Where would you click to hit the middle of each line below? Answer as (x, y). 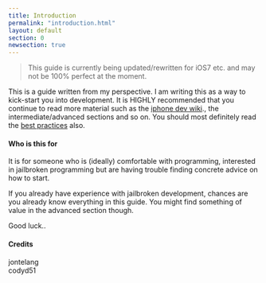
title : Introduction (43, 16)
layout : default (35, 30)
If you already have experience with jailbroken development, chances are (128, 194)
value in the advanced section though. (71, 211)
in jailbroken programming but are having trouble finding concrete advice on (133, 170)
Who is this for (33, 143)
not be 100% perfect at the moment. (87, 76)
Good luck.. (27, 226)
